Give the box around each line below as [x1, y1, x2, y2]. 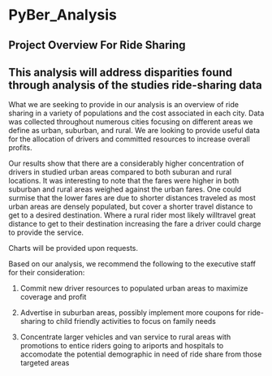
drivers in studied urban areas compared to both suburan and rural [8, 167, 232, 177]
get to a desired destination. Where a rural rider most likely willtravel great [8, 210, 256, 220]
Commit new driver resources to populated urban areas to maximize [19, 283, 248, 293]
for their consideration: [8, 268, 85, 278]
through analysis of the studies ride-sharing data [8, 78, 262, 92]
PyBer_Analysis [8, 6, 118, 24]
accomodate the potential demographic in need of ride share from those [19, 349, 262, 359]
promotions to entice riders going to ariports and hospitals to [19, 341, 224, 351]
